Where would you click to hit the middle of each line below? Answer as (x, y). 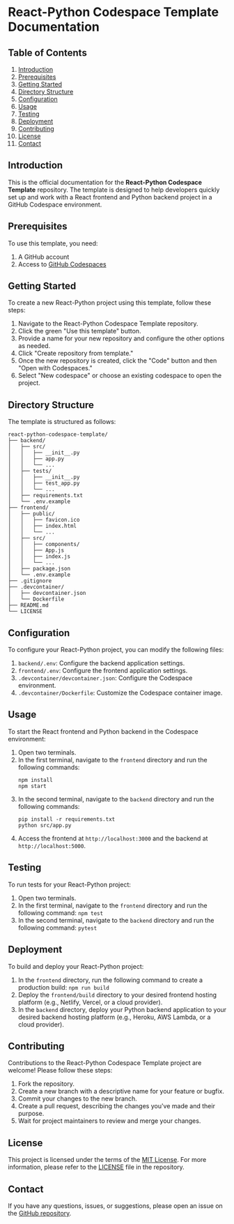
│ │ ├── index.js (39, 557)
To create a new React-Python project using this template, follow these (110, 303)
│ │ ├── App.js (36, 551)
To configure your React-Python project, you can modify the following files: (116, 650)
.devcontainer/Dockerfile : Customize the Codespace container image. (120, 693)
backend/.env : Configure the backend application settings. (101, 663)
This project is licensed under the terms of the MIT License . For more (107, 1160)
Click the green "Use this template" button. (79, 331)
